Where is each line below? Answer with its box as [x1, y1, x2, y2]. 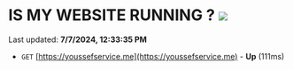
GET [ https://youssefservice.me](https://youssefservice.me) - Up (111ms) [20, 51, 285, 61]
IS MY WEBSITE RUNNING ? [8, 5, 216, 25]
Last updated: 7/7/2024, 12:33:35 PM [8, 34, 148, 45]
